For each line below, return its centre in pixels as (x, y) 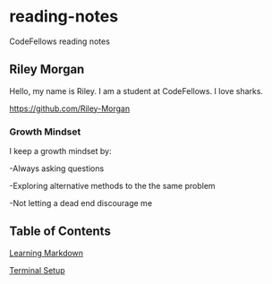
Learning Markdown (46, 253)
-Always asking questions (57, 168)
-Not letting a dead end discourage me (81, 203)
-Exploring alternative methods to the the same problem (113, 186)
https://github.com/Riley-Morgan (70, 108)
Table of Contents (60, 232)
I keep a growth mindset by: (60, 151)
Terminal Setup (37, 270)
